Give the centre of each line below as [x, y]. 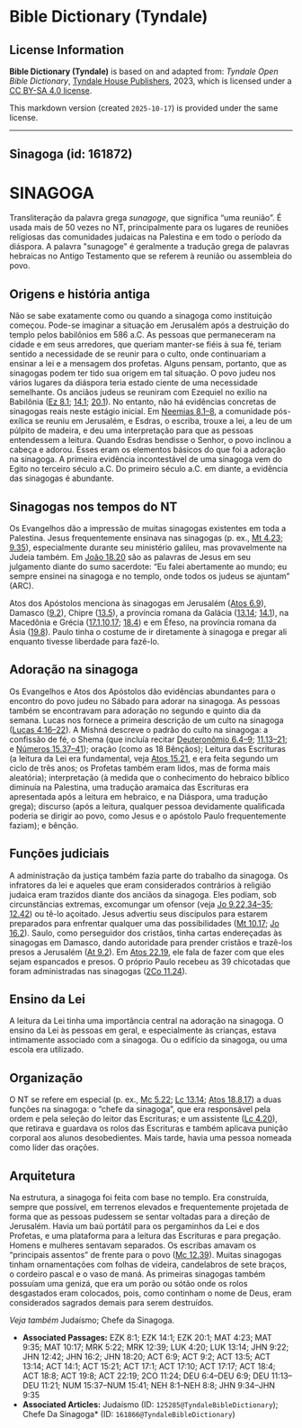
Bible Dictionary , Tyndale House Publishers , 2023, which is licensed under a [151, 81]
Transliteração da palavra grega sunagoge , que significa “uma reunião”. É [146, 218]
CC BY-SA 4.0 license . [51, 90]
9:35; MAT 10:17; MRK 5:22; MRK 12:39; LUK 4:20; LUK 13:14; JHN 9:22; [155, 1347]
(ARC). [22, 585]
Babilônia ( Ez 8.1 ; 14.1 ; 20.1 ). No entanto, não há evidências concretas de [143, 402]
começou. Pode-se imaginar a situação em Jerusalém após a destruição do [149, 325]
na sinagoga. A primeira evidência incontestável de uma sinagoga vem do [146, 459]
